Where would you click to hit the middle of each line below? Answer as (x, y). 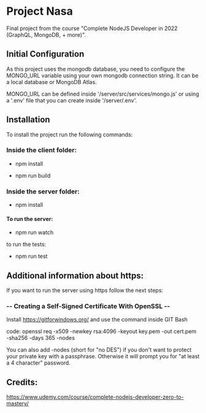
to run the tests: (26, 244)
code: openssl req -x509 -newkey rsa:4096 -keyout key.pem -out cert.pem (101, 331)
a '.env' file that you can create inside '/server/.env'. (72, 100)
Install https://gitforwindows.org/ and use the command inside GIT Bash (97, 320)
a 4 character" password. (38, 363)
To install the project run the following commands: (70, 134)
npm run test (31, 257)
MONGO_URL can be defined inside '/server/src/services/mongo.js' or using (103, 94)
